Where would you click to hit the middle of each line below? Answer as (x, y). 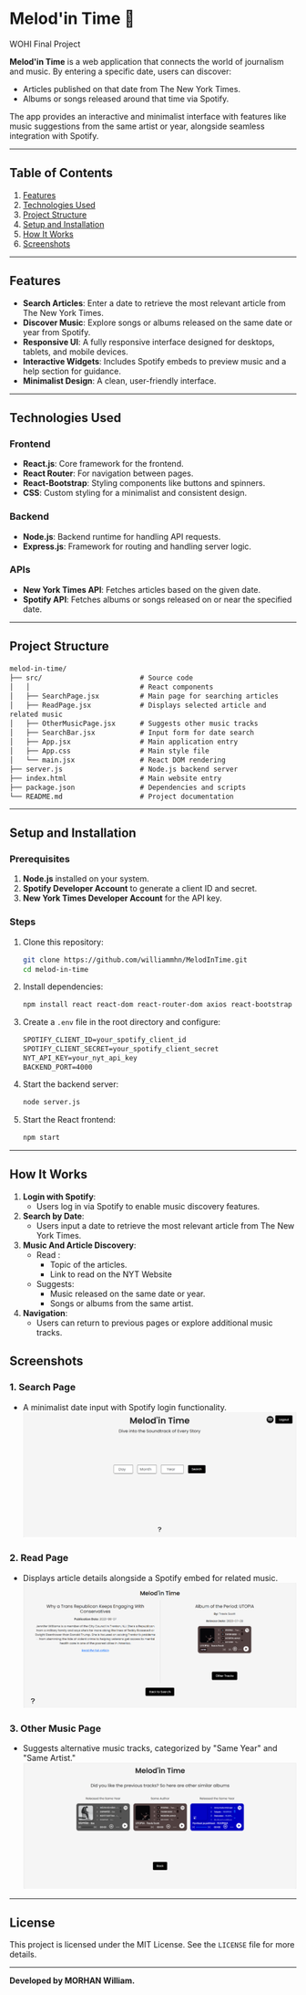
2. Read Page (39, 1558)
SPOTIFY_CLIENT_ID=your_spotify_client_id (104, 1040)
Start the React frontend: (69, 1120)
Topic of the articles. (88, 1264)
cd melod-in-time (56, 969)
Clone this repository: (63, 942)
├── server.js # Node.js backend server (124, 769)
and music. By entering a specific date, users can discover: (121, 71)
